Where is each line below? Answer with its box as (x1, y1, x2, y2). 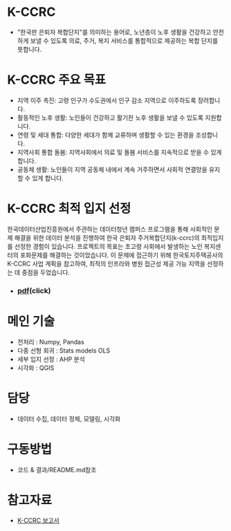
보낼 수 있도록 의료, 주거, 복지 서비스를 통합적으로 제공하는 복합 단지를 (30, 36, 219, 45)
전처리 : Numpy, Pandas (17, 337, 84, 346)
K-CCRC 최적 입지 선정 (7, 201, 131, 216)
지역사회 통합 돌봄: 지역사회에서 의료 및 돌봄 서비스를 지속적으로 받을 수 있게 (17, 148, 223, 156)
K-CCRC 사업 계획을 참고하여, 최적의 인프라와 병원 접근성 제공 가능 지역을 (7, 259, 206, 268)
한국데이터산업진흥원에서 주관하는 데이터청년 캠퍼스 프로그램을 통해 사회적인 (7, 225, 213, 233)
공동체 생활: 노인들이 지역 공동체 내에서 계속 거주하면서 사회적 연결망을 (17, 165, 207, 174)
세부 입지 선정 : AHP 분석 (17, 355, 85, 363)
